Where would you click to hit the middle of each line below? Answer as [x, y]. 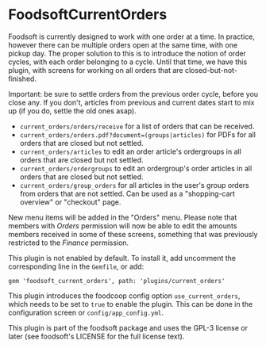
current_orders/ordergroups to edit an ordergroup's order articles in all [136, 168]
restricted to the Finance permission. [69, 243]
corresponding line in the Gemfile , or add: [76, 266]
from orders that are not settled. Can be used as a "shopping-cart [127, 193]
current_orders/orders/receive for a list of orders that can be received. [137, 126]
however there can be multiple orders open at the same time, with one [123, 44]
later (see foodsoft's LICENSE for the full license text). [96, 336]
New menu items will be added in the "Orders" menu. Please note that [123, 217]
